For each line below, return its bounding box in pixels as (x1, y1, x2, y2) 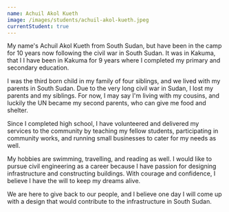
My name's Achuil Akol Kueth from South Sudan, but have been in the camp (7, 42, 222, 50)
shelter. (7, 106, 29, 114)
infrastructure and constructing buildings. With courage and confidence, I (7, 169, 216, 178)
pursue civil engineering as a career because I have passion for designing (7, 162, 217, 171)
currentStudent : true (7, 23, 69, 30)
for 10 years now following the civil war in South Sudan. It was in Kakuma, (7, 49, 216, 57)
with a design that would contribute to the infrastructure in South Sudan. (7, 198, 212, 206)
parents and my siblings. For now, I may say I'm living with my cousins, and (7, 92, 220, 100)
